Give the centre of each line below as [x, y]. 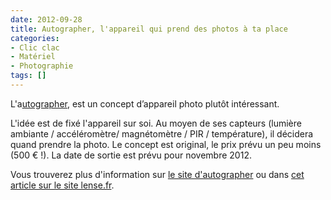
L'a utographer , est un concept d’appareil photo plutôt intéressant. [145, 103]
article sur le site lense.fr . [62, 185]
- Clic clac [35, 47]
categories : [35, 38]
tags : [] [28, 76]
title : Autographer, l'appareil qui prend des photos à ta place [149, 29]
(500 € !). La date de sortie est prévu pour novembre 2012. [131, 155]
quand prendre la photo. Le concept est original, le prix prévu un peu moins [166, 144]
